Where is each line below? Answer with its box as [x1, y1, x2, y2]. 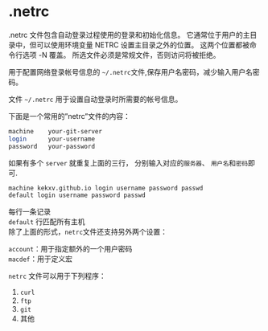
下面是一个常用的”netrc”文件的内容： [8, 111, 131, 121]
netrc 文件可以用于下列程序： [8, 272, 106, 281]
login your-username [8, 135, 95, 143]
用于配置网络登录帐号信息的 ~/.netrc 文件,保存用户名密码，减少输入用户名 [8, 67, 254, 76]
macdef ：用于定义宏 [8, 254, 72, 264]
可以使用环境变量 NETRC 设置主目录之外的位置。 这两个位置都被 [35, 39, 250, 50]
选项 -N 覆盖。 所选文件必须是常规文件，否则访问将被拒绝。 [22, 50, 221, 59]
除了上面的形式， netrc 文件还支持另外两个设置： [8, 227, 167, 237]
